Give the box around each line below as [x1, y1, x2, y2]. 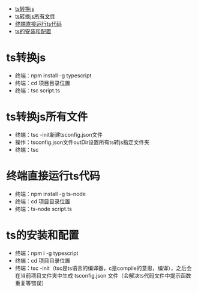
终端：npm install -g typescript [14, 71, 92, 79]
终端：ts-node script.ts [14, 205, 72, 212]
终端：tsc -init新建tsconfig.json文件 [14, 131, 103, 138]
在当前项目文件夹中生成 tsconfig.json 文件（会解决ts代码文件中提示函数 [14, 272, 191, 279]
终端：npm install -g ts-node [14, 190, 86, 197]
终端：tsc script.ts [14, 86, 60, 94]
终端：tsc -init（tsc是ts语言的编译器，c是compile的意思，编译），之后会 [14, 264, 192, 272]
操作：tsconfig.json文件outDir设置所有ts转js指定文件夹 [14, 139, 150, 146]
